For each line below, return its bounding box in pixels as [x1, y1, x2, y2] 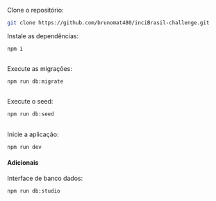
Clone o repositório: [7, 6, 64, 14]
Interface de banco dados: [7, 174, 83, 182]
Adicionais [7, 159, 39, 167]
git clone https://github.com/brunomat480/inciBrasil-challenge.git [7, 19, 210, 26]
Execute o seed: [7, 97, 53, 106]
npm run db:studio [7, 187, 60, 194]
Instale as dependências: [7, 31, 79, 40]
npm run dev [7, 143, 42, 150]
